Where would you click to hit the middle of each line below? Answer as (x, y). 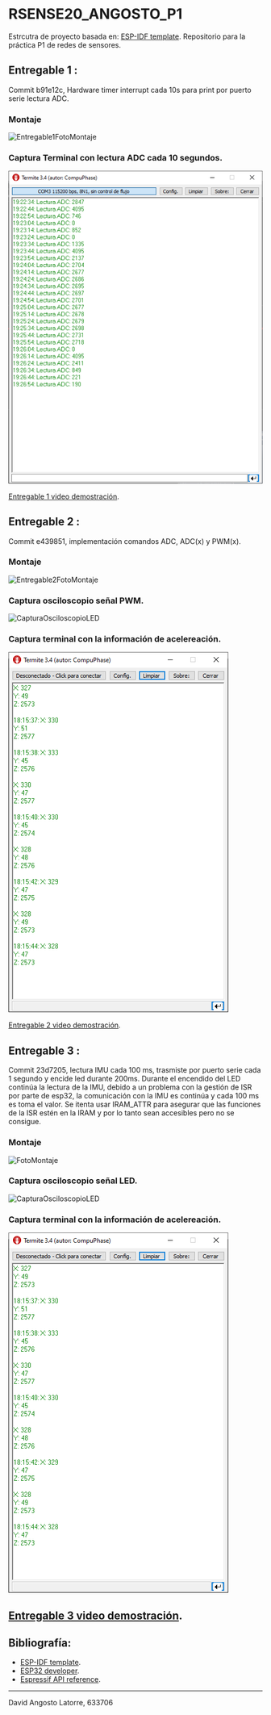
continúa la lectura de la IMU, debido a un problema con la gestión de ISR (130, 1087)
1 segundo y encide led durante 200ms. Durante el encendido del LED (125, 1079)
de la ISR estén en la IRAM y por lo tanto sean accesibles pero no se (122, 1113)
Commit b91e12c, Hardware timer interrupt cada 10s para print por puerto (130, 90)
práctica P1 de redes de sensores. (65, 44)
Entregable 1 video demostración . (64, 496)
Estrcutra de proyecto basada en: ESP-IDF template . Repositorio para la (127, 36)
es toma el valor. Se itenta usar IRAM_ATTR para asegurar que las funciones (135, 1104)
